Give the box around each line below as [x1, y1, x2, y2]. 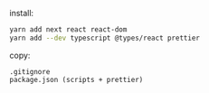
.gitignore [9, 67, 51, 76]
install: [9, 8, 34, 18]
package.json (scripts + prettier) [9, 75, 144, 84]
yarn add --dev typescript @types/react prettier [9, 33, 201, 42]
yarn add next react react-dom [9, 25, 128, 34]
